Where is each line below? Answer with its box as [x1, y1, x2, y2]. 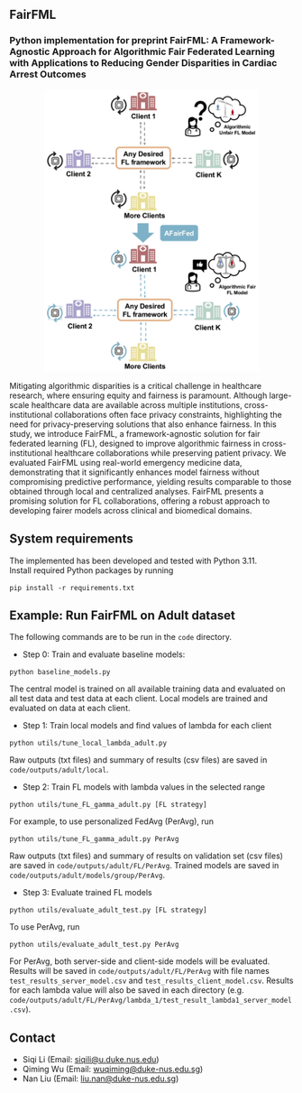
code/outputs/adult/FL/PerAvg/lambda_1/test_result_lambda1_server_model [9, 996, 293, 1005]
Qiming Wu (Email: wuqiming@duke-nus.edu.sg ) [22, 1064, 204, 1075]
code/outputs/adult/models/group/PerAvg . [9, 870, 166, 881]
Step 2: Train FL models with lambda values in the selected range [22, 782, 266, 792]
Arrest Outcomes [9, 68, 87, 80]
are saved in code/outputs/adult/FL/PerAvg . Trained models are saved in [9, 860, 279, 871]
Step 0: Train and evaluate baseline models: [22, 649, 186, 660]
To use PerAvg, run [9, 922, 80, 932]
